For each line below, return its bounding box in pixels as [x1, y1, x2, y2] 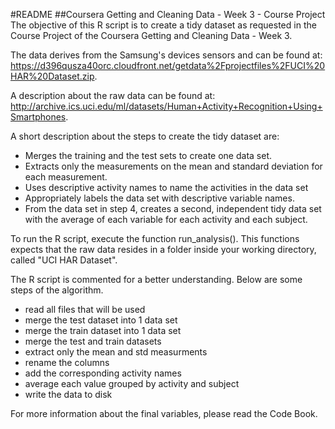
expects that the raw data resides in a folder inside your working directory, [10, 244, 317, 255]
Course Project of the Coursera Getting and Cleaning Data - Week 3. [10, 30, 293, 41]
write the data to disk [24, 389, 113, 400]
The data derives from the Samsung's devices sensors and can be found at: [10, 49, 323, 61]
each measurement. [24, 171, 108, 183]
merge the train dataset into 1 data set [24, 325, 182, 336]
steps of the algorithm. [10, 284, 104, 296]
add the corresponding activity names [24, 367, 182, 379]
